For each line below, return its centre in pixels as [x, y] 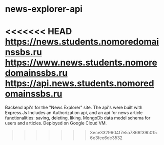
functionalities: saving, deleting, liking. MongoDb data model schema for [78, 118]
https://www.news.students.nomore [81, 63]
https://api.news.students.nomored [80, 84]
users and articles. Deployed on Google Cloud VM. [56, 123]
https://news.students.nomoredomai [82, 42]
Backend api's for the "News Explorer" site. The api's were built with [74, 108]
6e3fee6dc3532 [106, 138]
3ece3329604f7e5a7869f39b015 [123, 133]
